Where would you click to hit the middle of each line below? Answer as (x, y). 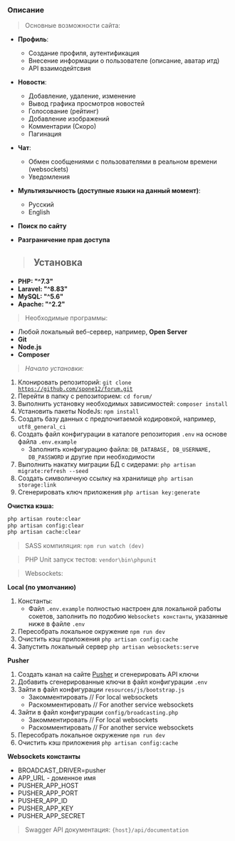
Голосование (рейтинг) (63, 111)
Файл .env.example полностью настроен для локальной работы (125, 609)
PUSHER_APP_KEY (46, 808)
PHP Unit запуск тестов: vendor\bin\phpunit (90, 559)
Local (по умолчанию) (42, 587)
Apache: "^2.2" (41, 304)
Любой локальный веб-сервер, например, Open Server (102, 332)
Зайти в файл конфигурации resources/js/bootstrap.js (101, 690)
